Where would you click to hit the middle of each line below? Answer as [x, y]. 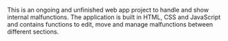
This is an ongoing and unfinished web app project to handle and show [108, 10]
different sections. [33, 31]
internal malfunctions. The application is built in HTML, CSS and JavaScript [114, 17]
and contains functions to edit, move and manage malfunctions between [110, 24]
